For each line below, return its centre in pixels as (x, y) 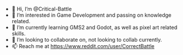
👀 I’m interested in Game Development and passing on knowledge (91, 15)
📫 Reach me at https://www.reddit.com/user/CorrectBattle (83, 46)
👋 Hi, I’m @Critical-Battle (42, 9)
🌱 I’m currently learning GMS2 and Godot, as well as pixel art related (94, 27)
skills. (19, 34)
